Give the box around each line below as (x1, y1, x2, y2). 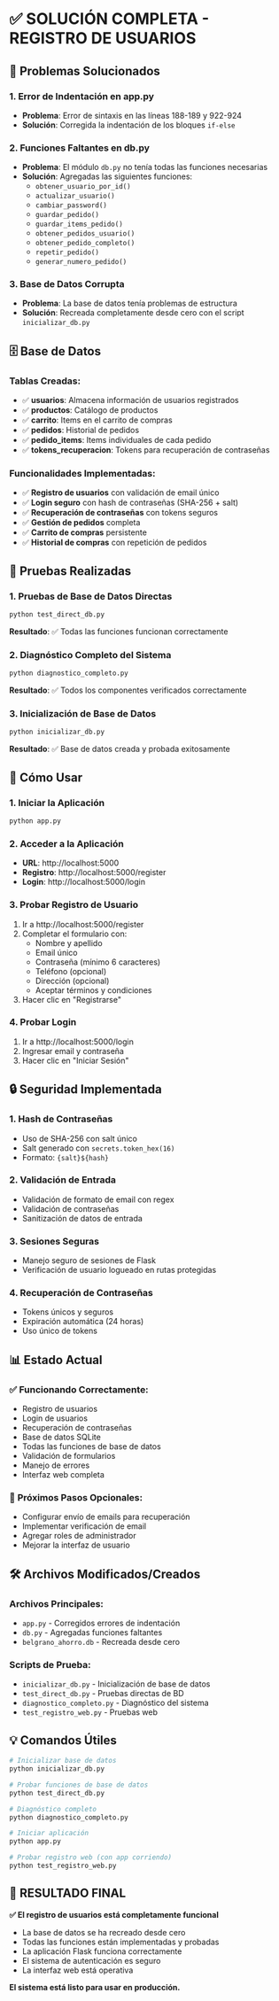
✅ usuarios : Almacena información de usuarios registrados (21, 395, 239, 406)
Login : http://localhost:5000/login (21, 877, 146, 888)
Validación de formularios (21, 1451, 116, 1462)
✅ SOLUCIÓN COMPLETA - (9, 9, 210, 29)
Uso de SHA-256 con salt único (21, 1133, 137, 1144)
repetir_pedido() (35, 248, 100, 257)
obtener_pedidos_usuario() (35, 229, 136, 238)
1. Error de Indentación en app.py (9, 89, 155, 102)
